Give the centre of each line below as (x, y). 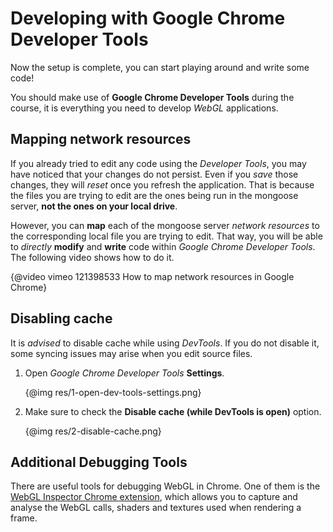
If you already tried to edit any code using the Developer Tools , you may (158, 163)
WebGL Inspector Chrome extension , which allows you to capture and (154, 497)
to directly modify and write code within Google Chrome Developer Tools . (163, 246)
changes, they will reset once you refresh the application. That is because (162, 184)
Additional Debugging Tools (99, 462)
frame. (24, 518)
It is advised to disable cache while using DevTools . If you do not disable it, (165, 343)
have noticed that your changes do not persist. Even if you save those (154, 174)
